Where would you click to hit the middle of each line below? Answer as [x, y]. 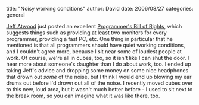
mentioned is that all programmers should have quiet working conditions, [96, 45]
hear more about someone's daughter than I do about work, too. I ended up [99, 64]
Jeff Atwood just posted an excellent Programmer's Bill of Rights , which [94, 26]
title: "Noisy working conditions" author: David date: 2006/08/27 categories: [100, 9]
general [15, 15]
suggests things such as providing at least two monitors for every [86, 33]
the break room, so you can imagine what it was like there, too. [83, 96]
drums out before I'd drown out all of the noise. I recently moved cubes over [99, 83]
